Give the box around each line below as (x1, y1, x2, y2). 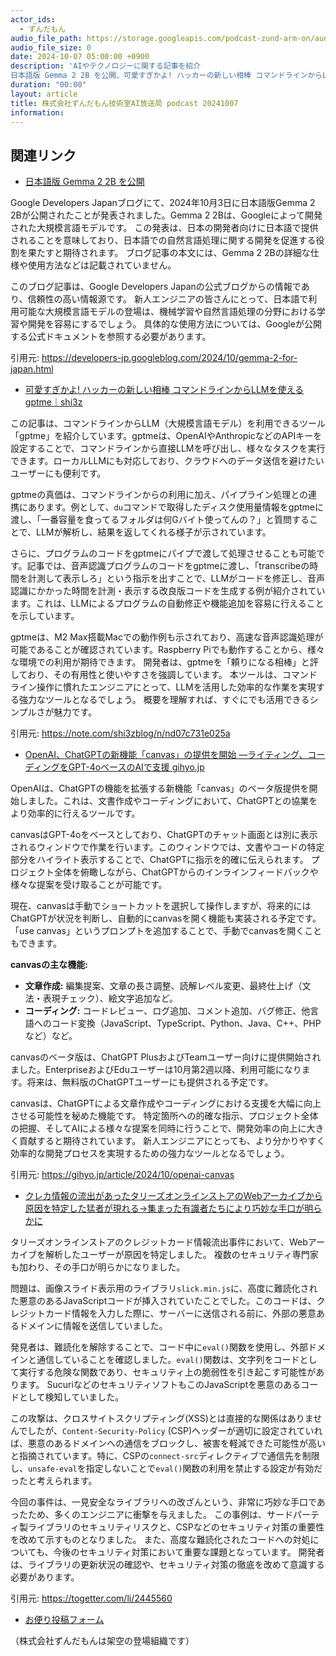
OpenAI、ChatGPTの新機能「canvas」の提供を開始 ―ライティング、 (24, 749, 308, 761)
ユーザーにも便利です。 (10, 467, 107, 480)
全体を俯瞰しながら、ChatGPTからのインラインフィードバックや (53, 866, 319, 878)
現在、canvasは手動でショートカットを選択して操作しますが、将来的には (10, 900, 312, 912)
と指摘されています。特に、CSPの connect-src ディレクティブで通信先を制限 (10, 1450, 320, 1462)
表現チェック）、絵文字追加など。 (42, 992, 179, 1005)
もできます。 (10, 937, 63, 950)
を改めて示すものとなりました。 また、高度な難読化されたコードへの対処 (10, 1534, 311, 1546)
